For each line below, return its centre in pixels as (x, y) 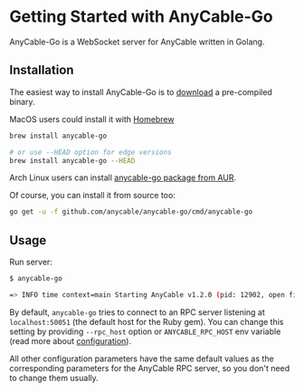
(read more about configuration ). (71, 340)
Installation (42, 70)
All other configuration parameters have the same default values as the (142, 359)
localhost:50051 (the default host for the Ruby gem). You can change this (147, 321)
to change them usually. (54, 378)
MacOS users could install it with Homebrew (92, 119)
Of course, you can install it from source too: (93, 196)
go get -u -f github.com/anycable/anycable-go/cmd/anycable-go (131, 212)
